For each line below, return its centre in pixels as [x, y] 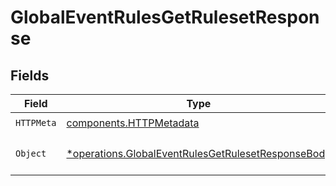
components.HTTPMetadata [133, 123]
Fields [30, 75]
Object [31, 153]
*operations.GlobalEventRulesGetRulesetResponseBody [199, 153]
